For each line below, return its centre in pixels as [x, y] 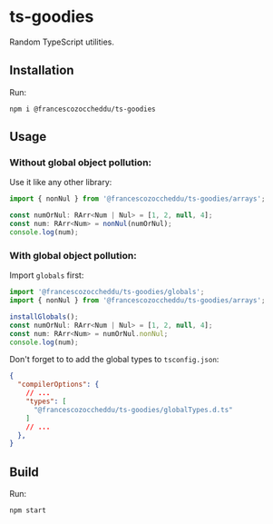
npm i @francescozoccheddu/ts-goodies [83, 109]
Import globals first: [47, 275]
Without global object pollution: [81, 163]
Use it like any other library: [61, 183]
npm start [28, 510]
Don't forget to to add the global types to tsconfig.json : [114, 360]
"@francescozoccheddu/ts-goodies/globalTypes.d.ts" [133, 410]
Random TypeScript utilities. [62, 42]
